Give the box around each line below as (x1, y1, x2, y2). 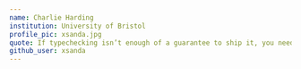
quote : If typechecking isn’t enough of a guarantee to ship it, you (9, 38, 275, 47)
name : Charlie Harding (9, 13, 94, 22)
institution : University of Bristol (9, 22, 146, 30)
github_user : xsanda (9, 47, 87, 56)
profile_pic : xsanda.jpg (9, 30, 102, 39)
